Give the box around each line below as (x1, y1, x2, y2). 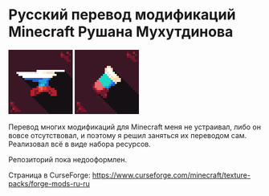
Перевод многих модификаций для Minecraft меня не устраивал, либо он (8, 122, 261, 132)
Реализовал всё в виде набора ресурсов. (8, 139, 151, 149)
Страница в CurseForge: (8, 170, 91, 180)
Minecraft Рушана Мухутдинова (8, 22, 234, 41)
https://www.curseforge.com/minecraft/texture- (92, 170, 251, 180)
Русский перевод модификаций (8, 6, 236, 24)
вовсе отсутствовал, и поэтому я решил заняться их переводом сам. (8, 130, 247, 140)
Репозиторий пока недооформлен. (8, 154, 128, 164)
